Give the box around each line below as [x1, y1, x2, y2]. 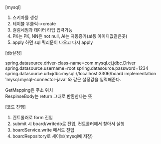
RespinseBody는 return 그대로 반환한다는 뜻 [5, 93, 92, 99]
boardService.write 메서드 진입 [12, 127, 75, 133]
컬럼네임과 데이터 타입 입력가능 [12, 27, 73, 33]
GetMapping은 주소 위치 [5, 87, 53, 93]
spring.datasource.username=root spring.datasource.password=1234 [5, 65, 149, 71]
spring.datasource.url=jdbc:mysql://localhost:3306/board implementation [5, 71, 157, 76]
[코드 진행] [5, 104, 26, 110]
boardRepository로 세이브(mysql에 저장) [12, 133, 93, 139]
